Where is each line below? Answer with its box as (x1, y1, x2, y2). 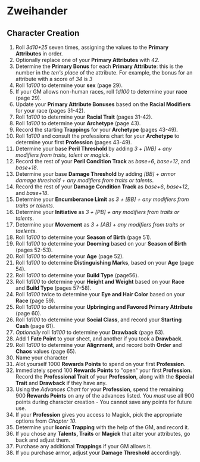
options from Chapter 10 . (15, 417, 77, 424)
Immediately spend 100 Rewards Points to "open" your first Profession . (15, 367, 192, 374)
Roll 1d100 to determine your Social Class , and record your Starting (15, 316, 182, 323)
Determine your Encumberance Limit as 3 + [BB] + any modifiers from (15, 196, 189, 203)
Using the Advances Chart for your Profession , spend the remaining (15, 386, 184, 393)
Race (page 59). (15, 297, 56, 304)
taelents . (15, 228, 37, 234)
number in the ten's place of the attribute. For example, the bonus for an (15, 69, 193, 76)
